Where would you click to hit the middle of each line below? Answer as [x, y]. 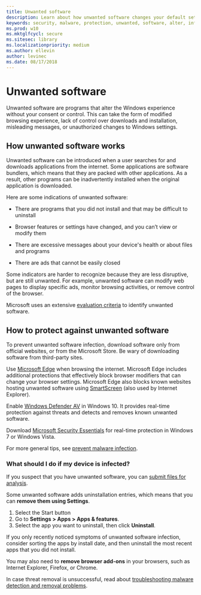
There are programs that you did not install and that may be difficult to [101, 209]
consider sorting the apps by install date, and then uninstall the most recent [99, 544]
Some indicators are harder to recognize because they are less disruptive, [97, 274]
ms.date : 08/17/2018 [32, 62]
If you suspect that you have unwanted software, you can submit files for [96, 477]
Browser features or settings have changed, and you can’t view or [96, 227]
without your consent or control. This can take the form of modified [89, 114]
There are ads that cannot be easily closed [68, 263]
